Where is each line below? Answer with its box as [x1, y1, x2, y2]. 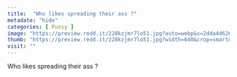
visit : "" [7, 43, 37, 50]
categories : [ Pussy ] [7, 23, 74, 30]
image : [7, 29, 27, 37]
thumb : [7, 36, 27, 43]
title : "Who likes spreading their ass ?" [7, 10, 138, 17]
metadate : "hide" [7, 17, 59, 24]
